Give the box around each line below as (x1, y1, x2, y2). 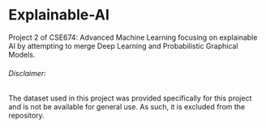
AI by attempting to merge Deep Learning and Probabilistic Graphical (8, 41, 238, 50)
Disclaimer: (8, 68, 46, 78)
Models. (8, 49, 36, 59)
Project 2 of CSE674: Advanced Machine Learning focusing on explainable (8, 32, 258, 42)
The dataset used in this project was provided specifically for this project (8, 93, 252, 103)
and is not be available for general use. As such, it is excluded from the (8, 102, 246, 112)
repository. (8, 111, 45, 121)
